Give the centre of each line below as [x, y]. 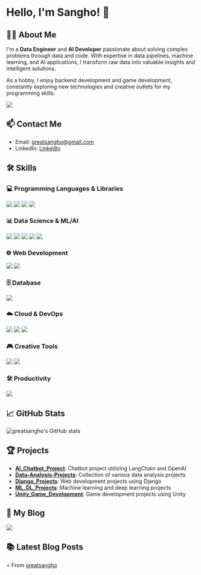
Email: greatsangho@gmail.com [54, 142]
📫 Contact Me [34, 124]
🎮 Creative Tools [32, 346]
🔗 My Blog [26, 513]
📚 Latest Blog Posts [45, 547]
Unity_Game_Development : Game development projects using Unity [100, 494]
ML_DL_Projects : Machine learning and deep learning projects [93, 487]
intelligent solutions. [31, 68]
